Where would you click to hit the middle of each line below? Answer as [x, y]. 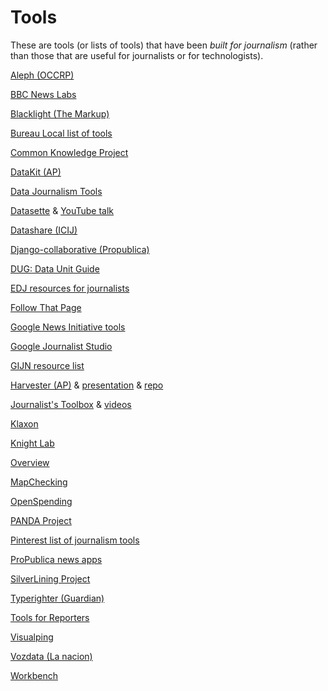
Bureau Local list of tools [61, 133]
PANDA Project [41, 520]
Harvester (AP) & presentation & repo [87, 385]
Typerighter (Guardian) [57, 598]
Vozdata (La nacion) [51, 656]
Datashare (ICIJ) [44, 230]
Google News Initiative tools [68, 327]
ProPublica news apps [56, 559]
